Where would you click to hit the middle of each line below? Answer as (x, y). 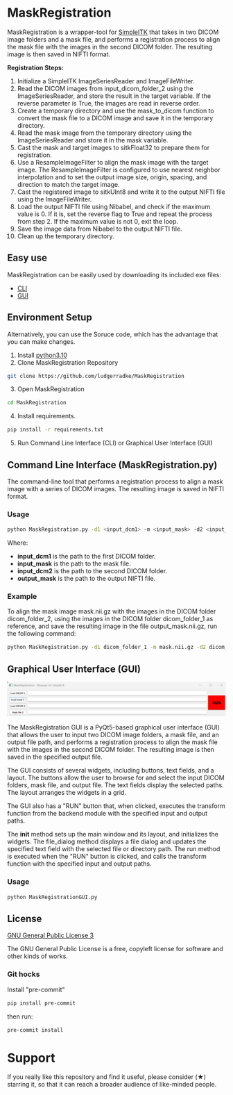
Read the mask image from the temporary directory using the (104, 133)
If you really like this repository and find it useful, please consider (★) (107, 1077)
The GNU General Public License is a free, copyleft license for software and (115, 949)
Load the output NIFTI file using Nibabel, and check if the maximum (114, 206)
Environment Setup (50, 318)
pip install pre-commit (42, 1003)
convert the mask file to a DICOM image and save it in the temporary (115, 118)
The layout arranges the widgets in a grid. (67, 793)
